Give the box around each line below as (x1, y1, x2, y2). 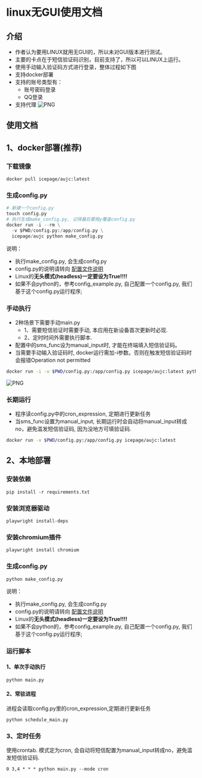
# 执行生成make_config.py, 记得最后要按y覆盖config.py (6, 216, 136, 222)
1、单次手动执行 (6, 663, 46, 670)
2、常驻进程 (6, 690, 36, 697)
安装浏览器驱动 (6, 504, 50, 512)
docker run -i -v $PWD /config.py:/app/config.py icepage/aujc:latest (6, 368, 185, 375)
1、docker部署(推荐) (6, 142, 82, 153)
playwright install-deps (6, 518, 69, 524)
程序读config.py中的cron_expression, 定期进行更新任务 (14, 410, 151, 418)
